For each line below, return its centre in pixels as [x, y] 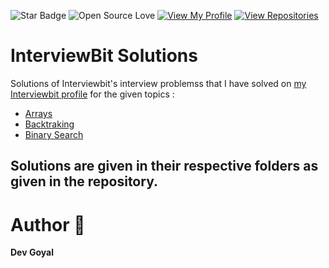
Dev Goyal [32, 252]
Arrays [38, 113]
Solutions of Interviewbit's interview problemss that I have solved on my [158, 83]
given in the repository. [84, 181]
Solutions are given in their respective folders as [164, 166]
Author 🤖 [48, 224]
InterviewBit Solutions [104, 56]
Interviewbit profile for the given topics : [92, 94]
